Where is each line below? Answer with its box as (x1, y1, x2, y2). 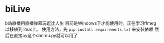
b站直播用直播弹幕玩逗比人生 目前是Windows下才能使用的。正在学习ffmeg (5, 20, 157, 26)
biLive (5, 3, 31, 15)
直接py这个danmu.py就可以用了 (13, 32, 78, 38)
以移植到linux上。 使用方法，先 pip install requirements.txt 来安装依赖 (5, 26, 154, 32)
